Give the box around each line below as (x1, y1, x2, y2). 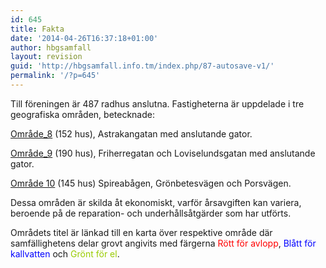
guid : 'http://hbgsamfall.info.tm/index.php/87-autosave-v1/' (10, 61, 275, 71)
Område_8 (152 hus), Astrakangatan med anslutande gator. (10, 127, 253, 140)
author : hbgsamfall (10, 42, 92, 53)
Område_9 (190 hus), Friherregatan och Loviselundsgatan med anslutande (10, 147, 316, 159)
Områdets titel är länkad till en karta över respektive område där (10, 226, 273, 238)
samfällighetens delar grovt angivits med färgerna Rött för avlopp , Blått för (10, 237, 317, 249)
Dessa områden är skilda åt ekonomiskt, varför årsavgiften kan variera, (10, 196, 302, 208)
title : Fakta (10, 24, 65, 34)
